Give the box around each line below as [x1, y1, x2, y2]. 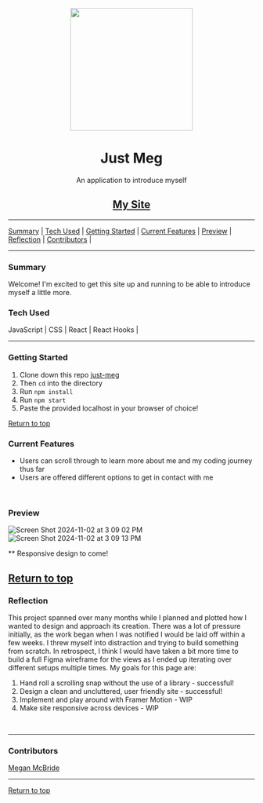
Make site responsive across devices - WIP [19, 703, 159, 713]
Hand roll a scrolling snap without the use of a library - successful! [19, 678, 235, 688]
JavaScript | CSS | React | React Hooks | [8, 325, 139, 334]
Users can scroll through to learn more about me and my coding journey [19, 455, 253, 465]
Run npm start [19, 395, 67, 404]
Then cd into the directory [19, 378, 103, 388]
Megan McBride [8, 763, 60, 772]
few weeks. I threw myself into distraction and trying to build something [8, 637, 239, 647]
